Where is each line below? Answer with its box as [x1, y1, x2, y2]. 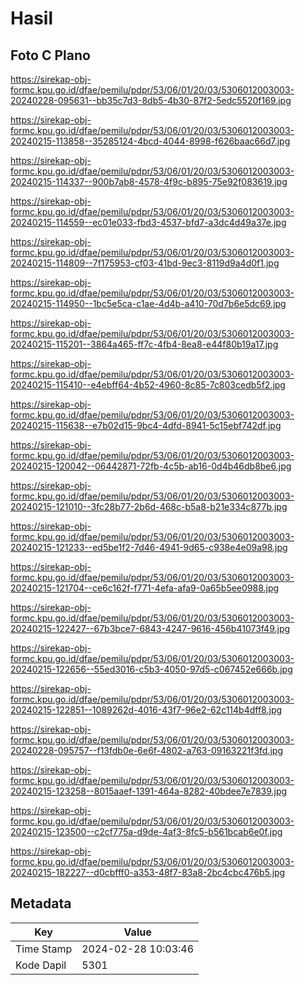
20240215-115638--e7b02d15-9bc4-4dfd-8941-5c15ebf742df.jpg [10, 420, 282, 431]
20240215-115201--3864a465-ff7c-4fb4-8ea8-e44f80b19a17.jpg [10, 338, 279, 350]
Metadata [10, 895, 72, 912]
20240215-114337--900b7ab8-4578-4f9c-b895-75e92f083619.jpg [10, 176, 288, 187]
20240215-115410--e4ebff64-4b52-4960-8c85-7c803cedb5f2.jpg [10, 379, 286, 391]
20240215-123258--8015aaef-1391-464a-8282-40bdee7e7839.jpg [10, 785, 288, 797]
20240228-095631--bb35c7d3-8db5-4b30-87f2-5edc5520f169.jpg [10, 95, 292, 106]
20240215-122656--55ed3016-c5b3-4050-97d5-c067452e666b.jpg [10, 663, 293, 675]
